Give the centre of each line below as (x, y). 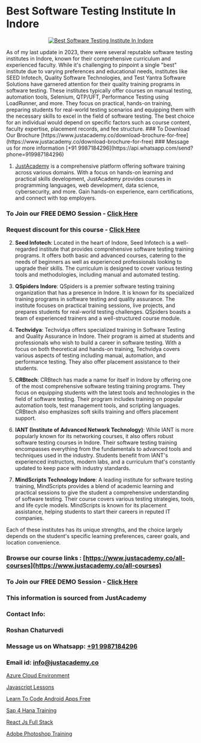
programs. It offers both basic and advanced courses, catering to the (100, 255)
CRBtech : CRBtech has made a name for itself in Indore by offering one (103, 380)
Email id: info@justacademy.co (52, 662)
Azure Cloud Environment (38, 675)
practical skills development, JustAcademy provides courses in (93, 179)
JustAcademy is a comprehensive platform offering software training (100, 166)
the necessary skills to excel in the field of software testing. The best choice (100, 116)
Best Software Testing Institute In (91, 11)
